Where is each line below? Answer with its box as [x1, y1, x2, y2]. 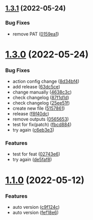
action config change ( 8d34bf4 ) [12, 78, 80, 84]
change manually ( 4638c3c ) [12, 89, 72, 96]
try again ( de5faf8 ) [12, 156, 52, 163]
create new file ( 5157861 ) [12, 105, 65, 111]
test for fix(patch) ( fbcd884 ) [12, 121, 72, 128]
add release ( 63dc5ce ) [12, 84, 61, 90]
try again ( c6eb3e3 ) [12, 127, 55, 133]
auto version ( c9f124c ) [12, 204, 60, 210]
